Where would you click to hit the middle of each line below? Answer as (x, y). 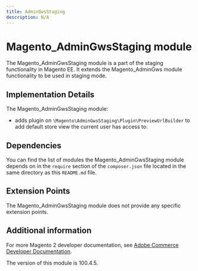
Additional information (49, 231)
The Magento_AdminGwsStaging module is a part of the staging (85, 63)
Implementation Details (50, 94)
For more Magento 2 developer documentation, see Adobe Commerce (92, 245)
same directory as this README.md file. (52, 173)
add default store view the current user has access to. (81, 127)
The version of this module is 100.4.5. (52, 263)
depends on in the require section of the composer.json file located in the (96, 166)
